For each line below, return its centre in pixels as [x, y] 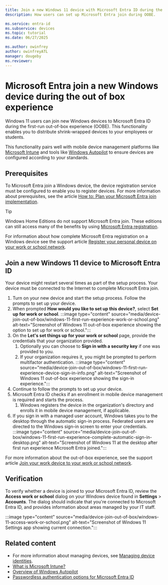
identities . [23, 561]
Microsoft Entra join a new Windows [82, 86]
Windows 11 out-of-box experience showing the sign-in [77, 378]
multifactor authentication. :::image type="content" [72, 362]
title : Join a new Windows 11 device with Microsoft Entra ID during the [84, 10]
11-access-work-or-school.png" [38, 522]
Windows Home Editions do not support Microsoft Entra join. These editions [83, 221]
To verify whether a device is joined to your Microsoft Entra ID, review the [81, 491]
